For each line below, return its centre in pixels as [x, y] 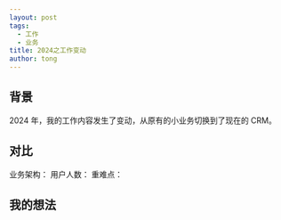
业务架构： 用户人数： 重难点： [66, 174]
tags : [19, 26]
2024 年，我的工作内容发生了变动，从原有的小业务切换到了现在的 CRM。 [143, 120]
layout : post [33, 17]
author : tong [33, 59]
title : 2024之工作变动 [48, 51]
